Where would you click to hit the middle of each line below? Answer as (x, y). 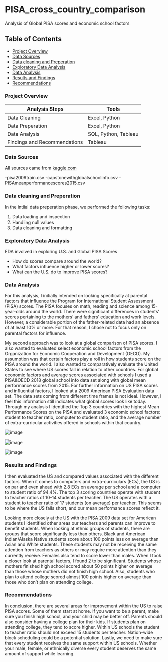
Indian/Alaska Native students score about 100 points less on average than (82, 539)
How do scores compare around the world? (57, 261)
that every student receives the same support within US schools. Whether (81, 643)
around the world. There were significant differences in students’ (93, 312)
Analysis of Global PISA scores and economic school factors (67, 23)
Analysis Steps (45, 109)
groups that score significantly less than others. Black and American (75, 534)
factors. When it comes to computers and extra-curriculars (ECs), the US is (82, 481)
